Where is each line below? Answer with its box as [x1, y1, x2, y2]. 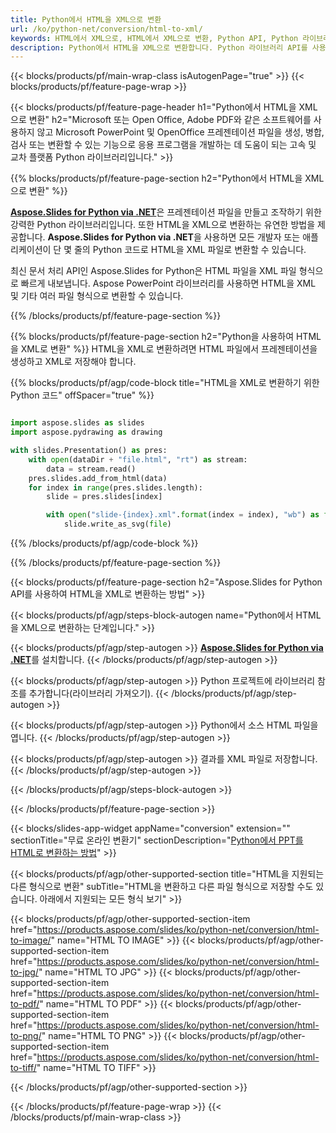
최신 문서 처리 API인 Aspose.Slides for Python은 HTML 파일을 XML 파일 [10, 265, 297, 277]
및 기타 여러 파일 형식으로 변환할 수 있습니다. [10, 290, 184, 302]
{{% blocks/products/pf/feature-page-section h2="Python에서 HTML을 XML [10, 172, 325, 185]
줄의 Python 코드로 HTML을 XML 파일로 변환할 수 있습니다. [73, 244, 307, 256]
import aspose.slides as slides [10, 418, 145, 428]
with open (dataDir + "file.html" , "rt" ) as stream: [28, 454, 248, 465]
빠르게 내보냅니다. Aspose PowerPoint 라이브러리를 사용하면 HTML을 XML [20, 277, 317, 290]
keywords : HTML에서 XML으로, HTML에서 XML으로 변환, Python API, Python [10, 33, 299, 43]
